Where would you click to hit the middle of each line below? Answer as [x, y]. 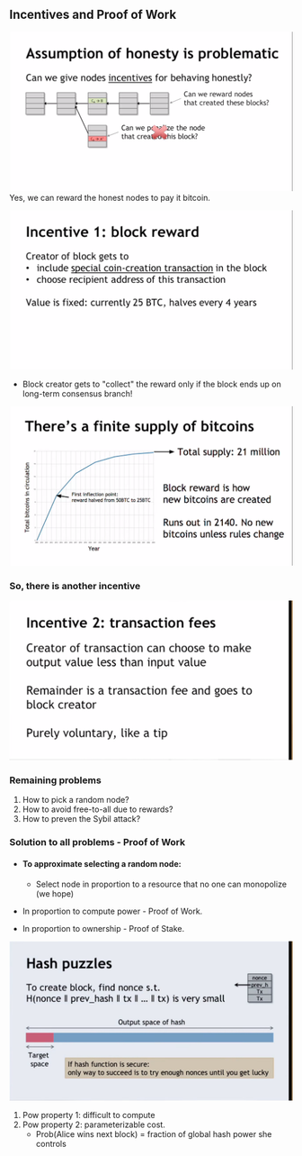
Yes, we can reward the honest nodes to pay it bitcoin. [110, 197]
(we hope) [55, 893]
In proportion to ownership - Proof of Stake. [103, 928]
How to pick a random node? [76, 800]
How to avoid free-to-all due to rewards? [98, 809]
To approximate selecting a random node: [102, 863]
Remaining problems [55, 780]
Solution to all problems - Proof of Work [98, 842]
